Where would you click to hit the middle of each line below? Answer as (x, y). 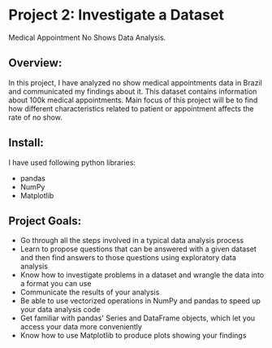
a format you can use (56, 284)
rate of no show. (36, 117)
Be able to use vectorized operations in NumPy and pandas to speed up (140, 301)
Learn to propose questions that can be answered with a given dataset (138, 249)
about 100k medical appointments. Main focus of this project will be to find (133, 100)
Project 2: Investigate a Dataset (117, 15)
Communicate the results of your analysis (90, 292)
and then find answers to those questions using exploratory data (128, 258)
